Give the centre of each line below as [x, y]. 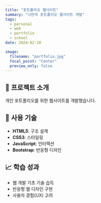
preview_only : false [31, 66]
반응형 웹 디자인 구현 [32, 189]
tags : [11, 19]
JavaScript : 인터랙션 [33, 144]
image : [12, 52]
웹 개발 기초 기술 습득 [33, 182]
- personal [21, 24]
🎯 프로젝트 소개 [27, 87]
